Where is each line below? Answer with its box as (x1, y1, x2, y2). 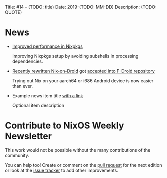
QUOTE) (5, 9, 22, 15)
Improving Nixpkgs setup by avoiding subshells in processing (12, 53, 139, 59)
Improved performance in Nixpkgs (12, 43, 83, 49)
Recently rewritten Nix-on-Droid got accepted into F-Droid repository (12, 68, 155, 74)
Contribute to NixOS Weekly (5, 120, 124, 131)
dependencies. (12, 58, 43, 64)
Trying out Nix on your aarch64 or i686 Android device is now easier (12, 77, 154, 84)
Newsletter (5, 131, 52, 142)
